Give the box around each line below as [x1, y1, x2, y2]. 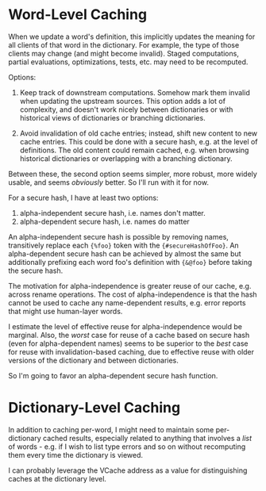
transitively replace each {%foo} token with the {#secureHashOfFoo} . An [8, 240, 240, 250]
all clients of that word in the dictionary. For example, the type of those [8, 40, 240, 49]
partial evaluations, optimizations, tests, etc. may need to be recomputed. [8, 57, 249, 67]
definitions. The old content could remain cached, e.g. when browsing [19, 145, 249, 155]
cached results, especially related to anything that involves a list [42, 433, 253, 443]
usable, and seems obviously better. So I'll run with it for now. [8, 177, 209, 187]
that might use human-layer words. [8, 306, 123, 316]
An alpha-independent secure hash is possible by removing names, [8, 232, 229, 241]
